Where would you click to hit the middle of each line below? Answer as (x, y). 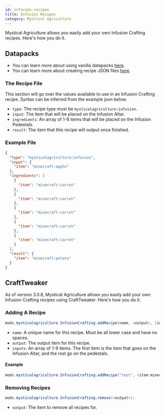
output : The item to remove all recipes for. (55, 407)
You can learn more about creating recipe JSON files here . (71, 71)
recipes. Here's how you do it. (35, 38)
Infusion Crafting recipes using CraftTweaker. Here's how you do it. (73, 300)
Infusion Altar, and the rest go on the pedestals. (60, 353)
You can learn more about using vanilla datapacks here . (69, 66)
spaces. (20, 338)
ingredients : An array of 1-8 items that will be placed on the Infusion (82, 119)
